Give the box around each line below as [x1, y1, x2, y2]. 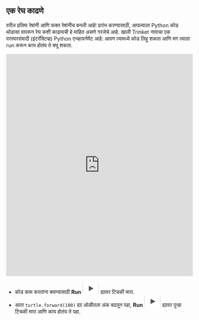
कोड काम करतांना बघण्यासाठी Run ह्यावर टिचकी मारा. [14, 288, 135, 295]
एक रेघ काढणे [6, 6, 44, 16]
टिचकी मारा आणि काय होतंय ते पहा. [14, 308, 81, 315]
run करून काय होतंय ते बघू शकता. [6, 41, 73, 49]
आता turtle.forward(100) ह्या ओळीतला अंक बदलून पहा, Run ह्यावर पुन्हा [14, 301, 182, 308]
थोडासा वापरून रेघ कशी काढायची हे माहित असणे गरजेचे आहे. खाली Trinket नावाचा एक [6, 28, 171, 36]
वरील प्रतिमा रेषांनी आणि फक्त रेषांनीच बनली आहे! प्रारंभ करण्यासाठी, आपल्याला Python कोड [6, 21, 179, 28]
